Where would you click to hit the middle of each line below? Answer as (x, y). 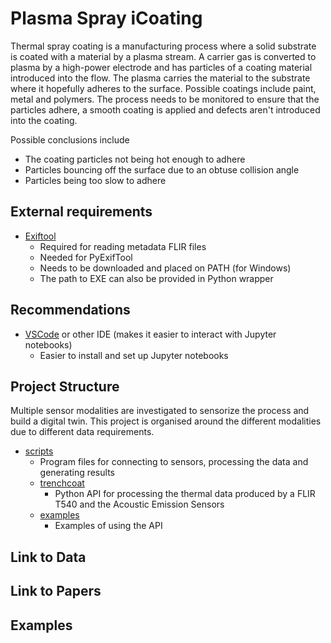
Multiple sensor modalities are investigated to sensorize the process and (160, 411)
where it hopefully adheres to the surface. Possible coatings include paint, (163, 88)
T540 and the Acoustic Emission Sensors (139, 504)
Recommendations (70, 310)
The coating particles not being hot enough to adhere (135, 159)
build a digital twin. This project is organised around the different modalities (166, 421)
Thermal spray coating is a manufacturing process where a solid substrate (163, 46)
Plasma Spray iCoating (106, 18)
